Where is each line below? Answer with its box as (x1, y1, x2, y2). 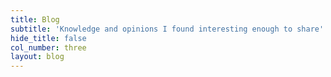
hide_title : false (10, 33, 87, 43)
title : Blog (10, 14, 60, 25)
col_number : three (10, 42, 87, 53)
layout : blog (10, 52, 65, 62)
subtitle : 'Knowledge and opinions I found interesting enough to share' (10, 24, 325, 34)
